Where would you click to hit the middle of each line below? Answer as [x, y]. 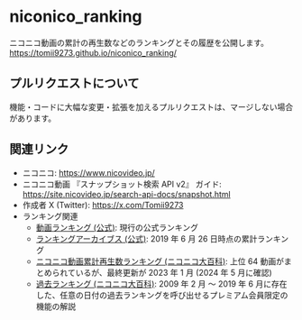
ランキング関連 [50, 216]
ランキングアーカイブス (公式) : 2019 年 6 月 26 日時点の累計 [146, 238]
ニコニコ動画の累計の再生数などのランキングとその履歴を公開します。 [139, 42]
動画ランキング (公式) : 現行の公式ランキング [117, 227]
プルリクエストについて [74, 83]
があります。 [33, 118]
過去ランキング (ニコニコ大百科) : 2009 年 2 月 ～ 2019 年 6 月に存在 [161, 283]
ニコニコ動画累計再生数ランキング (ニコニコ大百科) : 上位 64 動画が [160, 261]
